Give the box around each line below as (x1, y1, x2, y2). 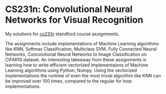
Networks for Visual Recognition (5, 14, 143, 26)
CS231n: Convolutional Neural (5, 4, 132, 15)
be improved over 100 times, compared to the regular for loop (5, 78, 132, 84)
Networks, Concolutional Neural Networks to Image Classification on (5, 51, 147, 57)
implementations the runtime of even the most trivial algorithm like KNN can (5, 72, 161, 78)
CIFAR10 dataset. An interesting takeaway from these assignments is (5, 56, 146, 62)
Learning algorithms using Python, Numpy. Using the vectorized (5, 67, 137, 73)
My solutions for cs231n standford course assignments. (5, 31, 120, 37)
